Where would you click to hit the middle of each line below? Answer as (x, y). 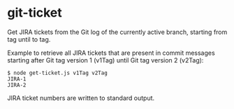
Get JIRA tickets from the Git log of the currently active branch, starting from (117, 32)
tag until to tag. (29, 39)
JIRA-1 (17, 79)
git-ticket (35, 13)
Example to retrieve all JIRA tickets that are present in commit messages (111, 53)
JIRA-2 (17, 85)
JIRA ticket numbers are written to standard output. (81, 98)
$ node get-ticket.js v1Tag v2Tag (58, 73)
